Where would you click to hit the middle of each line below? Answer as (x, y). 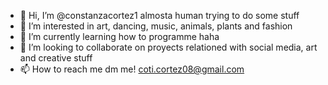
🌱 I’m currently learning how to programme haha (119, 36)
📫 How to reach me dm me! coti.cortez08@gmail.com (132, 69)
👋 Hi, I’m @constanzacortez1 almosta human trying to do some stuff (159, 15)
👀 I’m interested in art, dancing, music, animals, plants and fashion (156, 26)
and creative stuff (56, 58)
